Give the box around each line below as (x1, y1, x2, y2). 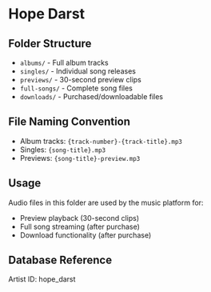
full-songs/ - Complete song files (19, 83, 133, 93)
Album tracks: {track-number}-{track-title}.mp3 (19, 136, 182, 146)
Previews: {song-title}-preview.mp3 (19, 153, 141, 162)
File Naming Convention (8, 115, 130, 129)
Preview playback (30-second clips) (19, 213, 140, 222)
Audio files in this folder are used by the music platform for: (8, 198, 204, 207)
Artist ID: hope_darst (8, 274, 76, 284)
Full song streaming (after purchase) (19, 222, 140, 231)
